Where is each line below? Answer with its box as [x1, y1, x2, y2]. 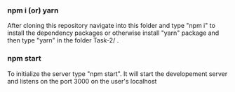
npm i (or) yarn [7, 6, 59, 15]
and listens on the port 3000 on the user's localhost [7, 77, 157, 85]
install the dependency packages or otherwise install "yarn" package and [7, 29, 220, 37]
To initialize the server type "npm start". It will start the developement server [7, 69, 228, 78]
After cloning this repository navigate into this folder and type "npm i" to [7, 22, 216, 30]
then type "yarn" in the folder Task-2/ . [7, 36, 119, 45]
